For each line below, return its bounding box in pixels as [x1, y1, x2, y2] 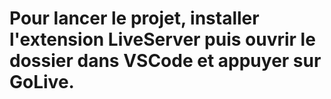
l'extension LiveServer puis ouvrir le [9, 28, 316, 51]
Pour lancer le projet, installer [9, 7, 260, 30]
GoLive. [9, 71, 75, 94]
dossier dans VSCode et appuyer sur [9, 50, 322, 72]
